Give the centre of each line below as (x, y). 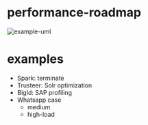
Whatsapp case (39, 100)
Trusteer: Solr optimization (54, 85)
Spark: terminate (40, 78)
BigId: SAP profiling (44, 92)
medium (39, 107)
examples (35, 59)
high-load (41, 114)
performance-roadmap (74, 13)
